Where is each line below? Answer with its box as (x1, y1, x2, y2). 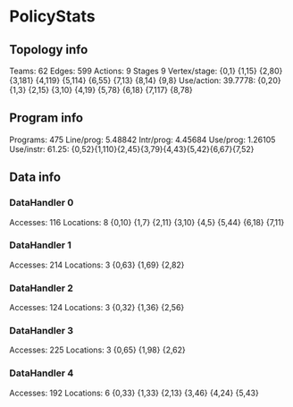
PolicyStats (9, 6, 96, 27)
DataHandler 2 (9, 282, 74, 294)
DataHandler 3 (9, 325, 74, 337)
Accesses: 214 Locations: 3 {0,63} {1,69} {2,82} (9, 259, 185, 270)
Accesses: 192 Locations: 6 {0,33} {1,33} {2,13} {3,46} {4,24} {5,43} (9, 387, 259, 398)
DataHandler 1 (9, 239, 71, 251)
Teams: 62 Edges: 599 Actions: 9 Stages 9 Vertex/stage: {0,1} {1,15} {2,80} (9, 65, 283, 76)
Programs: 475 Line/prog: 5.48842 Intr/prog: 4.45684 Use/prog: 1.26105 (9, 134, 276, 145)
